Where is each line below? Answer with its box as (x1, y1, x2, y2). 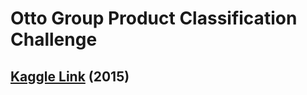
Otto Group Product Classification (10, 7, 298, 30)
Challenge (10, 28, 98, 51)
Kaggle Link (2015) (10, 68, 130, 85)
